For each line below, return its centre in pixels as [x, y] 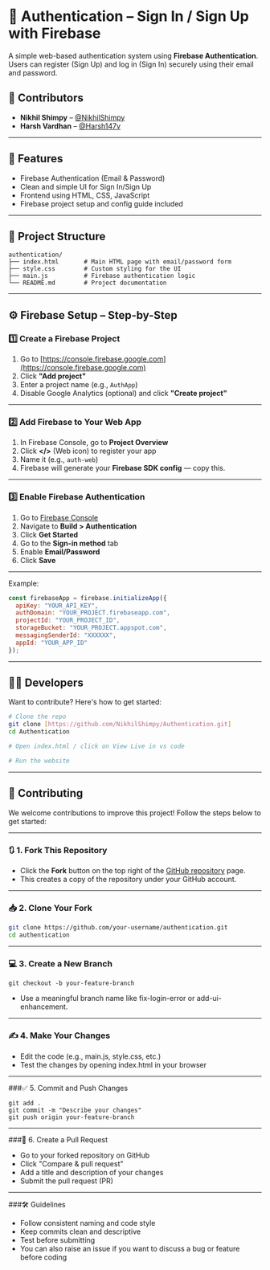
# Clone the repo [37, 717]
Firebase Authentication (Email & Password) [92, 178]
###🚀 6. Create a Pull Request [58, 1139]
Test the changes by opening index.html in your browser [113, 1064]
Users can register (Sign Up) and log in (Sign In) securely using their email [131, 64]
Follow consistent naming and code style [88, 1223]
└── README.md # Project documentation [88, 283]
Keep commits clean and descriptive [80, 1231]
